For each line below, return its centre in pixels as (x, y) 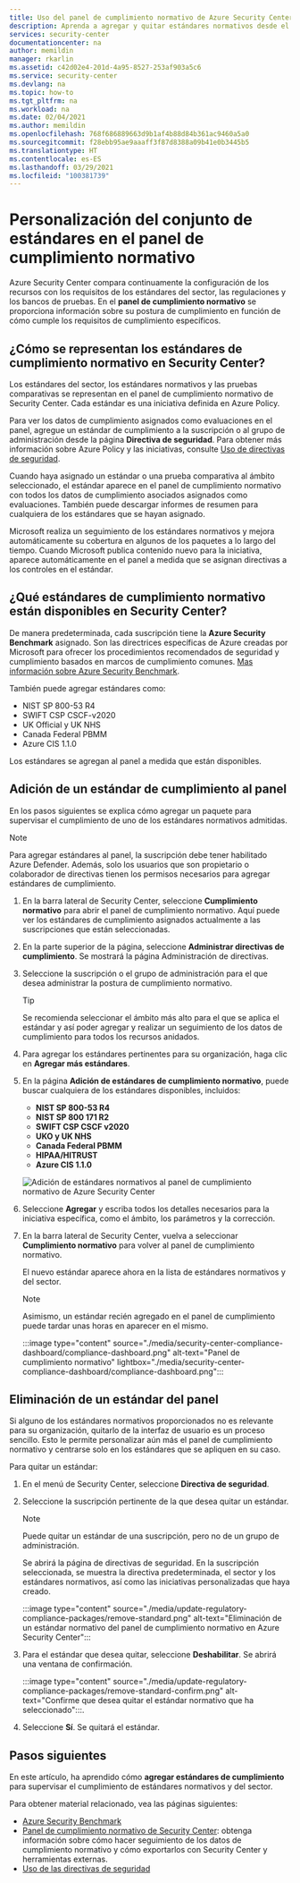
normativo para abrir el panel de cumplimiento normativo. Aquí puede (151, 910)
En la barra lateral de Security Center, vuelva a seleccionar (130, 1235)
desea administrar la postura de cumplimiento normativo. (127, 983)
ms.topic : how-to (42, 92)
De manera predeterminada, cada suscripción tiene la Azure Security (137, 632)
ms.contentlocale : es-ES (55, 159)
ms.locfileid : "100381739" (59, 175)
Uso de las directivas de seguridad (86, 1869)
